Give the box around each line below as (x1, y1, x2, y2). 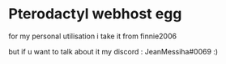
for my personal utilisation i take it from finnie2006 (8, 31, 177, 41)
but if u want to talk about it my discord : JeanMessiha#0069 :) (8, 46, 219, 56)
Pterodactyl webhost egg (8, 5, 182, 23)
